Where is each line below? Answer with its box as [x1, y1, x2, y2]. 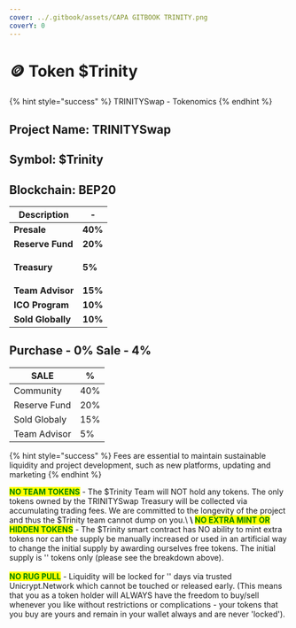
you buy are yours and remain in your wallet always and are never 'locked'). [9, 609, 285, 619]
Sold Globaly [13, 413, 67, 425]
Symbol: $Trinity [9, 152, 104, 167]
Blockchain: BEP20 [9, 182, 117, 198]
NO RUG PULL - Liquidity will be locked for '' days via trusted [9, 570, 232, 581]
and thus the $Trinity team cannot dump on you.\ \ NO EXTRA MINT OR [9, 515, 270, 525]
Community [13, 384, 62, 397]
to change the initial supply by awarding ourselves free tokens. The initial [9, 542, 277, 554]
